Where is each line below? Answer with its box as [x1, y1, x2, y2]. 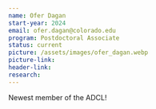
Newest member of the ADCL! [8, 92, 107, 102]
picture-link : [8, 56, 56, 64]
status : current [8, 41, 62, 49]
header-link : [8, 64, 52, 72]
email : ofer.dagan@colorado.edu [8, 26, 116, 34]
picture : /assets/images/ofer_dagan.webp [8, 49, 149, 56]
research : [8, 71, 42, 79]
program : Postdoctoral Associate [8, 33, 120, 42]
